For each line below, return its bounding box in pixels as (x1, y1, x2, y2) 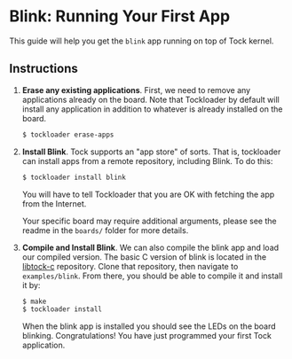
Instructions (9, 61, 78, 76)
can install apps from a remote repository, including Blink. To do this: (21, 155, 273, 166)
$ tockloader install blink (21, 173, 126, 182)
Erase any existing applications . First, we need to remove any (21, 84, 251, 95)
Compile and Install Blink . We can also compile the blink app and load (21, 242, 280, 253)
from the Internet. (21, 198, 87, 209)
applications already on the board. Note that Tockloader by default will (21, 94, 280, 105)
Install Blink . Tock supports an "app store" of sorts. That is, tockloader (21, 146, 281, 157)
